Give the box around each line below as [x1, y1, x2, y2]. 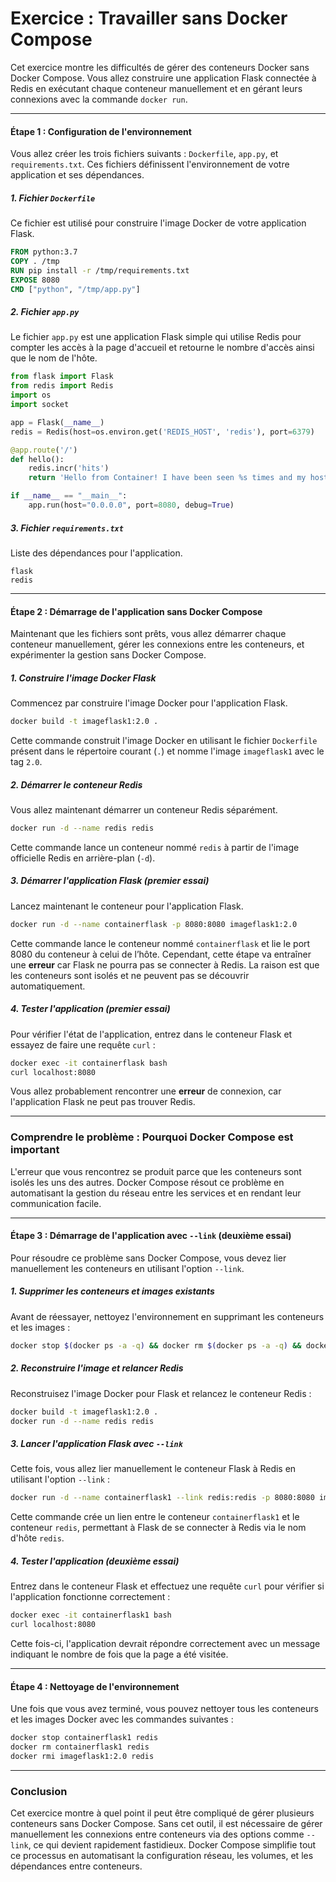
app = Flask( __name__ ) [10, 417, 105, 427]
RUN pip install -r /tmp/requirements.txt [10, 265, 190, 276]
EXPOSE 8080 [10, 275, 60, 285]
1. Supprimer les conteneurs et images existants [10, 1285, 215, 1297]
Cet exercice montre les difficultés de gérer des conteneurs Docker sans [10, 61, 310, 73]
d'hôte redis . [10, 1532, 65, 1544]
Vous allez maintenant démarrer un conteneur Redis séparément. [10, 803, 278, 816]
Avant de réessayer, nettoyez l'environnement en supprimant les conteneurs [10, 1310, 325, 1322]
